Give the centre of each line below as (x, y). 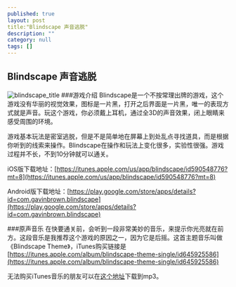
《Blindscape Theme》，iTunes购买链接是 (67, 246)
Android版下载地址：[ (39, 191)
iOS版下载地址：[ (32, 169)
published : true (31, 14)
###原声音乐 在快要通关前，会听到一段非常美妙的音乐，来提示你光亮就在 (112, 229)
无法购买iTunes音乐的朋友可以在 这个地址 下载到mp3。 (85, 276)
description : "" (31, 33)
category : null (29, 40)
